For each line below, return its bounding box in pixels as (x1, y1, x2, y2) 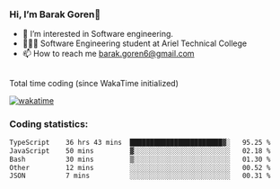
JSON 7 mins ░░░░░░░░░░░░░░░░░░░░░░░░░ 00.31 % (9, 171, 271, 181)
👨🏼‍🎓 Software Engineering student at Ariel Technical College (22, 38, 248, 49)
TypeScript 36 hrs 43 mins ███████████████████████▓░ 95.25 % (9, 138, 271, 147)
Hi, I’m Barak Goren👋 (9, 8, 101, 21)
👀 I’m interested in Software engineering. (22, 29, 173, 40)
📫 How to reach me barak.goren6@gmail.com (22, 49, 195, 59)
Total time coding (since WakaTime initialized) (9, 77, 179, 88)
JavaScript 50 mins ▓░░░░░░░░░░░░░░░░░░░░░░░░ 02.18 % (9, 146, 271, 156)
